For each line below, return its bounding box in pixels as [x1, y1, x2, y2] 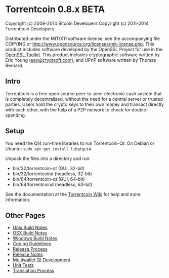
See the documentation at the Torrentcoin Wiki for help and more [5, 191, 141, 197]
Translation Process [12, 267, 54, 274]
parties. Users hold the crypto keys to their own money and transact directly [5, 101, 164, 107]
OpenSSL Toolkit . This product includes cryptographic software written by [5, 52, 160, 58]
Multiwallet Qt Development [12, 257, 71, 263]
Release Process [12, 246, 48, 252]
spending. [5, 112, 26, 118]
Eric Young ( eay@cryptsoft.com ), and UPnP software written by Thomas [5, 57, 156, 63]
